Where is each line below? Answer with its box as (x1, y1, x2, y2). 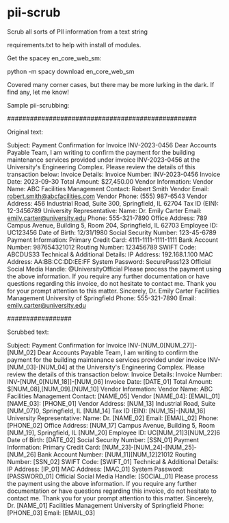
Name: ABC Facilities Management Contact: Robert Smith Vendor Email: (7, 184, 210, 193)
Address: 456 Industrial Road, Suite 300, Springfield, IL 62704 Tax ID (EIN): (7, 199, 219, 207)
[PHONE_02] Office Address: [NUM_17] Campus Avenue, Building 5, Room (7, 421, 215, 429)
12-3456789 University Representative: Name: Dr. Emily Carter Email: (7, 206, 202, 215)
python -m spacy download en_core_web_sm (7, 67, 135, 75)
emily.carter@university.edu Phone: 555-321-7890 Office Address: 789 (7, 214, 208, 222)
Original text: (7, 127, 43, 136)
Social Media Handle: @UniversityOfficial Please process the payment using (7, 265, 221, 273)
